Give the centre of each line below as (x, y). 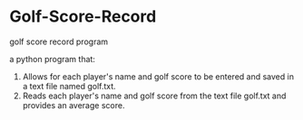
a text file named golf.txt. (69, 86)
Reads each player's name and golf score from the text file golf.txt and (154, 96)
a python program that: (52, 59)
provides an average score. (73, 105)
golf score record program (59, 42)
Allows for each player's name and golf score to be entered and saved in (158, 76)
